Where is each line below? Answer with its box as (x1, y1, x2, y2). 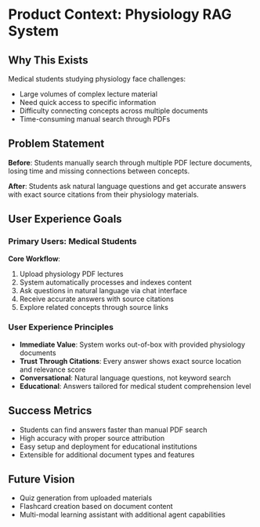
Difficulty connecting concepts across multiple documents (19, 106, 209, 115)
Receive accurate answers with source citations (19, 294, 175, 303)
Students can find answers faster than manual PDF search (19, 425, 208, 434)
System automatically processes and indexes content (19, 277, 192, 287)
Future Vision (8, 473, 75, 485)
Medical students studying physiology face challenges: (8, 75, 186, 83)
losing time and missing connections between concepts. (8, 166, 190, 176)
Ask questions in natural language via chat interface (19, 285, 188, 295)
